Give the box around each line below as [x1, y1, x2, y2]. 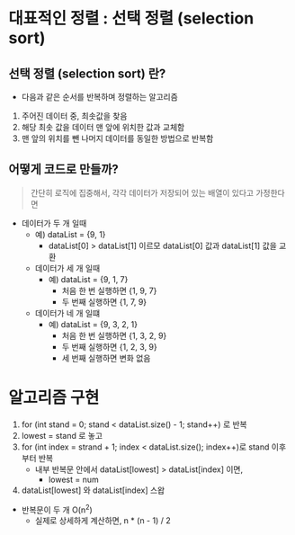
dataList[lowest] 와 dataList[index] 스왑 [21, 485, 165, 495]
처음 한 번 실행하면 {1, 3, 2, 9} [61, 330, 167, 341]
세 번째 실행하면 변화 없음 [61, 352, 151, 363]
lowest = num [48, 474, 100, 485]
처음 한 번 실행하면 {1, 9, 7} [61, 285, 157, 296]
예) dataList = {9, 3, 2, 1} [48, 318, 139, 329]
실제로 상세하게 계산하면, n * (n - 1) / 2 [34, 515, 172, 526]
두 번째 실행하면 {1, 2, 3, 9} [61, 341, 158, 352]
